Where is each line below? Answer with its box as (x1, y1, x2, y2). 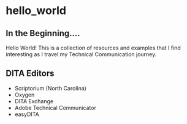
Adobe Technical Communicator (14, 104, 96, 111)
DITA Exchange (14, 97, 54, 104)
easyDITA (14, 111, 39, 118)
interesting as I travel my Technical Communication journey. (6, 51, 157, 58)
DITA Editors (6, 68, 55, 79)
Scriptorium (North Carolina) (14, 84, 87, 92)
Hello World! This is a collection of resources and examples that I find (6, 44, 181, 51)
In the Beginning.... (6, 28, 80, 38)
